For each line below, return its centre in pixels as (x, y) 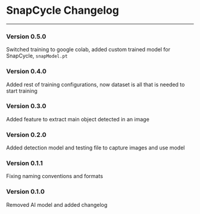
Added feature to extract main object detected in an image (78, 119)
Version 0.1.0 (25, 192)
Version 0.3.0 (26, 106)
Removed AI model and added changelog (57, 204)
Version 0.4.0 (26, 71)
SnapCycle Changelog (62, 10)
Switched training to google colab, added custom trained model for (88, 50)
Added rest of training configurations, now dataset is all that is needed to (96, 84)
